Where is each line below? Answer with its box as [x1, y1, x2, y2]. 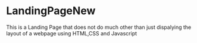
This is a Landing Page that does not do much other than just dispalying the [6, 24, 192, 31]
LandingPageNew [6, 4, 96, 18]
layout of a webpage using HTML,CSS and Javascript [6, 29, 137, 37]
